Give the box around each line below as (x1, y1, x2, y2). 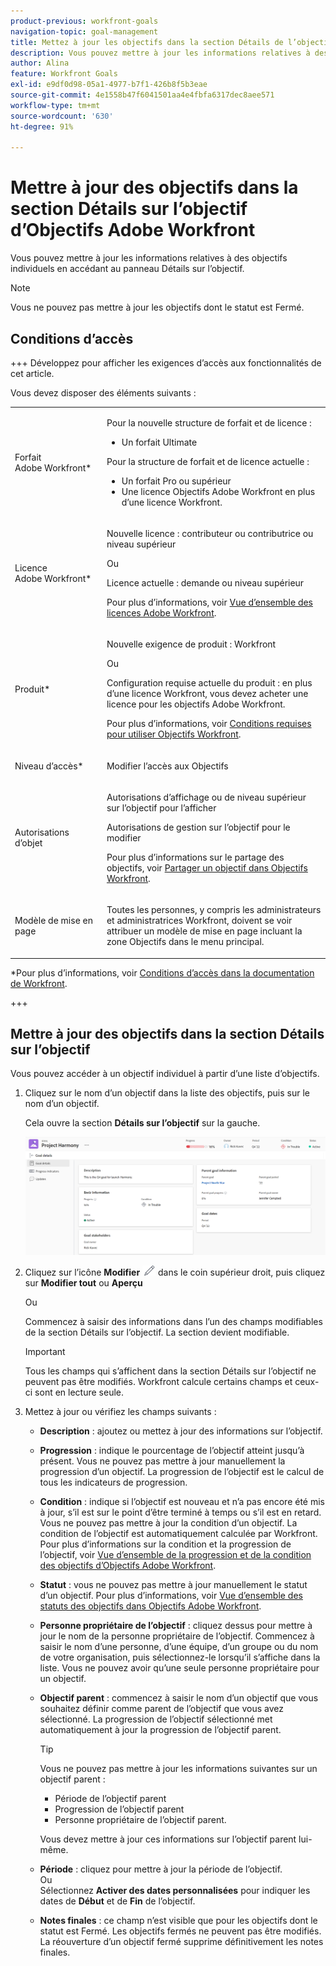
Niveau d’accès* (14, 760, 84, 772)
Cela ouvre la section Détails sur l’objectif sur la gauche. (24, 1117, 261, 1129)
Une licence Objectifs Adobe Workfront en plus (121, 485, 316, 497)
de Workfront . (10, 977, 68, 989)
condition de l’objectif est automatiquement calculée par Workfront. (39, 1528, 318, 1540)
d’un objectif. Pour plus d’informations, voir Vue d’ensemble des (39, 1590, 303, 1602)
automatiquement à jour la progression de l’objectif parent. (39, 1724, 282, 1736)
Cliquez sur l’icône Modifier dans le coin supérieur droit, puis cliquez (24, 1266, 326, 1279)
